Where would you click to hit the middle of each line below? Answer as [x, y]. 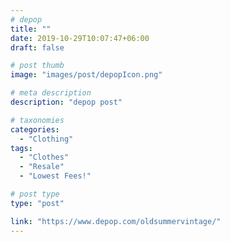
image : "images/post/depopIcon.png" [86, 75]
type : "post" [37, 203]
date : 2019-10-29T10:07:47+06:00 [80, 38]
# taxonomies [37, 120]
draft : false [37, 47]
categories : [35, 129]
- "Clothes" [44, 157]
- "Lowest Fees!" [55, 176]
